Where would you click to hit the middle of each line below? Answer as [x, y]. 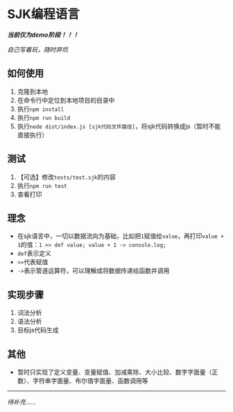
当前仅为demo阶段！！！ [43, 35]
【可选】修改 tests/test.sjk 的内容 [67, 177]
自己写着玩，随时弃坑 [37, 49]
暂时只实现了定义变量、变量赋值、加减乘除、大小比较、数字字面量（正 [118, 372]
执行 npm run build [44, 117]
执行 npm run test [42, 185]
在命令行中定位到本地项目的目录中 [66, 100]
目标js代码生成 [38, 330]
